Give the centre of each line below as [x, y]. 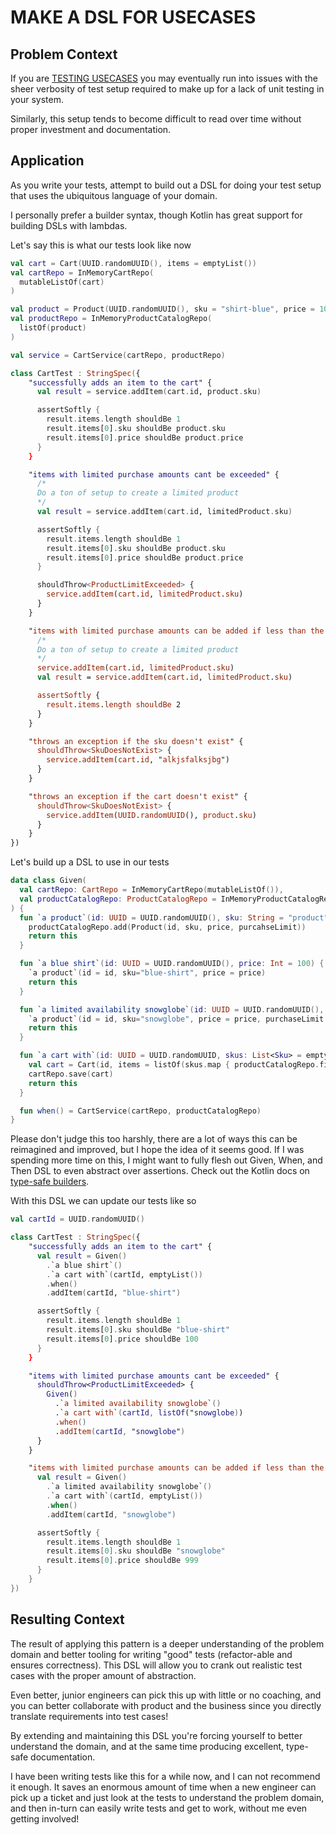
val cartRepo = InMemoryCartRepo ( [82, 272]
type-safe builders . [50, 1182]
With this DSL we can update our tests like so [103, 1201]
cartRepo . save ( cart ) [71, 1074]
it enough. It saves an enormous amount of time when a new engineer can [163, 1787]
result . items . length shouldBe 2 [114, 704]
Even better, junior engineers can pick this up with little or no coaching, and [166, 1695]
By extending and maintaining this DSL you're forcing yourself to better [156, 1735]
